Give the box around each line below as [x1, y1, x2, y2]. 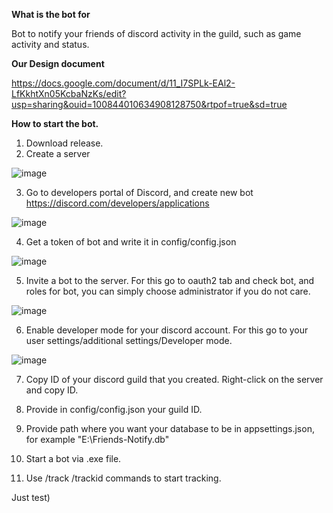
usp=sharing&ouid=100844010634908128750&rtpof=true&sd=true [11, 99, 288, 110]
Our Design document [11, 58, 105, 69]
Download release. [25, 137, 104, 149]
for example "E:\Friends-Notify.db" [25, 434, 170, 445]
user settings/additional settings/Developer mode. [25, 335, 233, 346]
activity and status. [11, 39, 90, 50]
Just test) [11, 492, 51, 503]
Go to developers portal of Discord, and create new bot [25, 187, 254, 198]
